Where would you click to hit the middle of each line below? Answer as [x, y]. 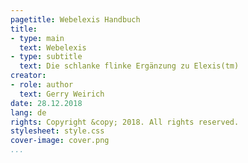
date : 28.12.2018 [46, 103]
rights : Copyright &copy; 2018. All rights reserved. [125, 122]
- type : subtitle [46, 57]
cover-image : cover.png [60, 141]
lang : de [28, 112]
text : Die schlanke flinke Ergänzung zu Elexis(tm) [129, 66]
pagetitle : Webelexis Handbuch [75, 19]
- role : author [42, 85]
